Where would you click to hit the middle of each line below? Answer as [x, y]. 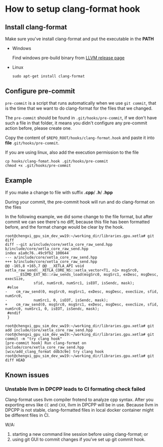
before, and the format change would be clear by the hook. [65, 227]
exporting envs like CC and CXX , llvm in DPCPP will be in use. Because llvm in [81, 405]
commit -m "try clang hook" [34, 339]
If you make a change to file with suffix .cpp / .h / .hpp [59, 192]
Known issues [27, 375]
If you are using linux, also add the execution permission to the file [72, 152]
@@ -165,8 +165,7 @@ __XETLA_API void [45, 266]
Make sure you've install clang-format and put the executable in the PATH [80, 39]
